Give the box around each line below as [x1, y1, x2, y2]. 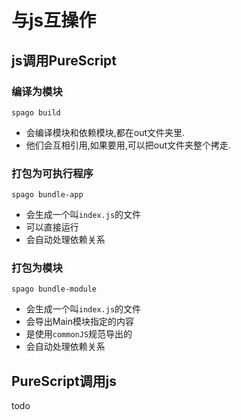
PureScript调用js [11, 372, 118, 390]
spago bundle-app [11, 190, 84, 200]
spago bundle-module [11, 284, 98, 295]
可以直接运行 [25, 221, 79, 233]
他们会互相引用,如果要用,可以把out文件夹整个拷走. [25, 139, 232, 151]
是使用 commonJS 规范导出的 [25, 328, 133, 340]
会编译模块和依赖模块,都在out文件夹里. [25, 126, 186, 138]
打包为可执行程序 [11, 166, 94, 180]
